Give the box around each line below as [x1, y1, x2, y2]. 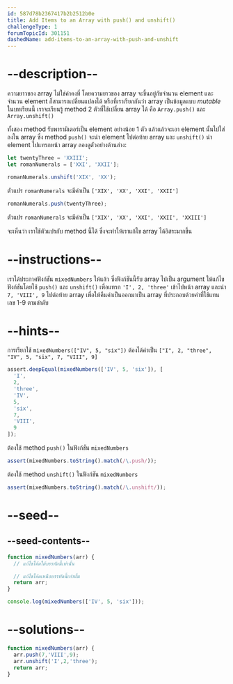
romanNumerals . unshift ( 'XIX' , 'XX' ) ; [7, 174, 117, 181]
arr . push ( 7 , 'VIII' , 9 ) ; [13, 651, 79, 658]
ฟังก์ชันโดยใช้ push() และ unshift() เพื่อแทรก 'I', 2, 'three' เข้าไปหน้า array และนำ [7, 282, 227, 291]
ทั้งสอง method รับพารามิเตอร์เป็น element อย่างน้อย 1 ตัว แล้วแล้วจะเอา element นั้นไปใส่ [7, 125, 225, 133]
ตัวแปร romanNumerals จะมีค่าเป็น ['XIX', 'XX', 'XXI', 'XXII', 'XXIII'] [7, 213, 207, 221]
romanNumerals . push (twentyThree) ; [7, 200, 108, 207]
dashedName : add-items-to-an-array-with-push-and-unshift [7, 36, 179, 43]
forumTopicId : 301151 [7, 29, 70, 37]
